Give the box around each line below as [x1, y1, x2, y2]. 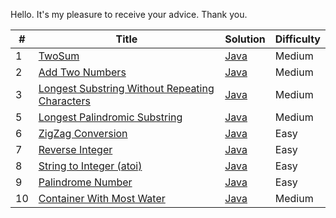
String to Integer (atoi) [38, 159, 143, 173]
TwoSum [38, 49, 80, 63]
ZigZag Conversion [38, 127, 128, 140]
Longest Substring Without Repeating [38, 82, 215, 95]
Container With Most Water [38, 192, 166, 205]
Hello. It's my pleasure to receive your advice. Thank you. [10, 9, 248, 20]
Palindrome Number [38, 175, 133, 189]
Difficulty [274, 32, 321, 46]
